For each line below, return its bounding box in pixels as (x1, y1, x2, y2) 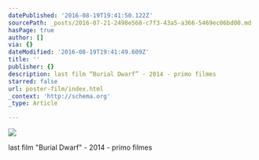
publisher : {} (8, 63, 55, 71)
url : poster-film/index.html (8, 84, 104, 93)
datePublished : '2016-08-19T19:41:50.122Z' (8, 11, 154, 20)
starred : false (8, 77, 58, 85)
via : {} (8, 41, 34, 49)
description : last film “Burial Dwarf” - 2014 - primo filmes (8, 70, 216, 78)
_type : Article (8, 99, 58, 107)
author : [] (8, 33, 44, 42)
